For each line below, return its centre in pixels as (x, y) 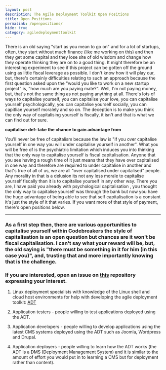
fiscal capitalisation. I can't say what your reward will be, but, (80, 243)
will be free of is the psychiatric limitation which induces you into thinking (80, 149)
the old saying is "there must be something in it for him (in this (81, 249)
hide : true (16, 28)
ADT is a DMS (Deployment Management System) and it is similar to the (85, 352)
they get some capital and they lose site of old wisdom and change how (78, 57)
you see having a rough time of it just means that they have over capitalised (82, 160)
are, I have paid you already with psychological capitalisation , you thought (81, 186)
